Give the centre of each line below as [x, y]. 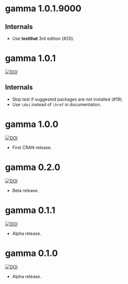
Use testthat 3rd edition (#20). [43, 38]
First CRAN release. [32, 147]
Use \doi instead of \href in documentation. [57, 104]
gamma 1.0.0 [32, 124]
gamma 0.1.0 [32, 253]
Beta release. [25, 190]
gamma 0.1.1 [30, 210]
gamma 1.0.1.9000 [43, 9]
